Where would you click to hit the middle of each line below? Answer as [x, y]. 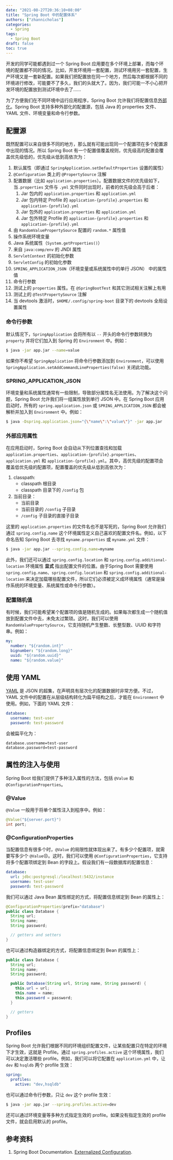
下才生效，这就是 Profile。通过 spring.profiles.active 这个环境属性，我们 [85, 1052]
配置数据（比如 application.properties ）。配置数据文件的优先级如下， [88, 181]
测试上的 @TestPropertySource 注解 [50, 294]
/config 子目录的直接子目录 [50, 516]
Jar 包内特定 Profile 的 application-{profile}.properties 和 [84, 200]
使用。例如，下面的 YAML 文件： [40, 704]
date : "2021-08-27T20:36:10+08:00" [44, 10]
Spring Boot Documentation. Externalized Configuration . [73, 1152]
